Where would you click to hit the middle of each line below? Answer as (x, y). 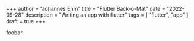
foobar (14, 33)
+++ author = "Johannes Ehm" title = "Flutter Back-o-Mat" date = (86, 9)
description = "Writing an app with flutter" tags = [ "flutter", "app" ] (107, 15)
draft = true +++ (26, 21)
